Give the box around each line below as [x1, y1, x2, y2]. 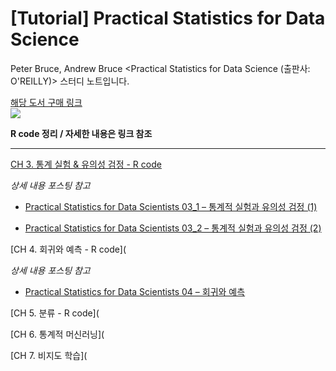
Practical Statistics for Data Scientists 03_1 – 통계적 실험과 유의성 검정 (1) [24, 200, 318, 212]
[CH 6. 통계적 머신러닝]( [10, 328, 105, 340]
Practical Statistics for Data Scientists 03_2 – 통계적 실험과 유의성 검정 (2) [24, 222, 322, 234]
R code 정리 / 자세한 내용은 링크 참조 [10, 127, 153, 139]
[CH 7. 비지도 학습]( [10, 349, 88, 361]
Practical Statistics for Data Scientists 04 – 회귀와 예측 [24, 285, 246, 297]
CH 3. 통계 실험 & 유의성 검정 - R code [10, 158, 162, 170]
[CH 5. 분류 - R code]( [10, 307, 100, 319]
